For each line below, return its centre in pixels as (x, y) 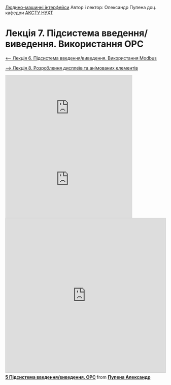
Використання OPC (101, 44)
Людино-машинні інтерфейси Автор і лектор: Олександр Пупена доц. (81, 7)
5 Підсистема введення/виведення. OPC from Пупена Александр (78, 377)
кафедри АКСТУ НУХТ (29, 13)
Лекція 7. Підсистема (53, 33)
